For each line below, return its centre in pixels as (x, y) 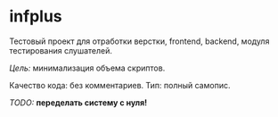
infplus (36, 17)
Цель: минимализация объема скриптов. (87, 68)
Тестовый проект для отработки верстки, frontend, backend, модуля (139, 41)
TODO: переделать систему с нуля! (78, 102)
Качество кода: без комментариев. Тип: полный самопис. (120, 85)
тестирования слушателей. (61, 50)
